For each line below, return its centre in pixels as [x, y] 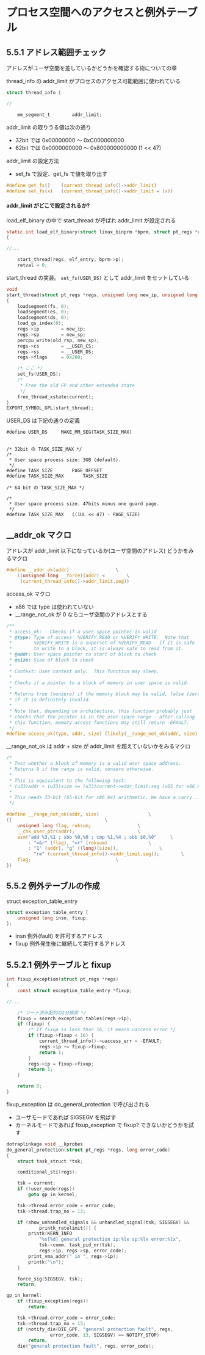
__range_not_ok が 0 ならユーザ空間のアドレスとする [81, 614]
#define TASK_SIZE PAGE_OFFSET [54, 471]
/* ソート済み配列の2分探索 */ [52, 1013]
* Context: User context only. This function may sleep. [84, 671]
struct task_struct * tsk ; [50, 1161]
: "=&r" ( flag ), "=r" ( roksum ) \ [90, 843]
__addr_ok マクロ [39, 535]
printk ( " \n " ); [46, 1262]
